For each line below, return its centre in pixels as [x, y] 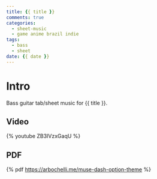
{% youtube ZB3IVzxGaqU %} [43, 136]
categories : [21, 23]
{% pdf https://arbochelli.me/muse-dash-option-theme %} [79, 169]
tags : [13, 40]
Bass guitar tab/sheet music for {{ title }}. [57, 103]
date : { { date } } [28, 56]
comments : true [25, 17]
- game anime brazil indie [45, 34]
